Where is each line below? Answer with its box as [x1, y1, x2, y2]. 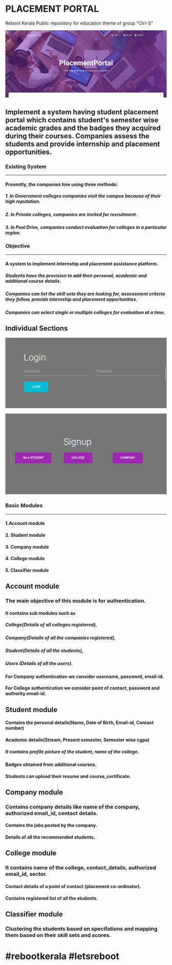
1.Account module [5, 520, 45, 526]
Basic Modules [5, 502, 43, 509]
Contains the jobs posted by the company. [5, 822, 97, 828]
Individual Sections [5, 324, 68, 333]
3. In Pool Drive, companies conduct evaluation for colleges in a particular [5, 224, 167, 230]
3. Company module [5, 544, 50, 550]
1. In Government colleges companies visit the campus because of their [5, 193, 161, 199]
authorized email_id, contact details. [5, 809, 98, 817]
